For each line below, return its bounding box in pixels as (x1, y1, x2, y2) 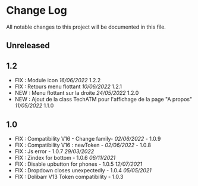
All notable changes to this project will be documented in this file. (6, 23, 166, 30)
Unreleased (6, 41, 51, 51)
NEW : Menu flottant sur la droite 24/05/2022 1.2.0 (14, 89, 139, 97)
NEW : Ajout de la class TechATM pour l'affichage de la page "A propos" (14, 96, 192, 103)
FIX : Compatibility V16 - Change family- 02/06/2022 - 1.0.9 (14, 135, 161, 142)
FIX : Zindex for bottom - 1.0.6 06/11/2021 (14, 154, 116, 161)
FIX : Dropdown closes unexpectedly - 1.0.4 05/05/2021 (14, 166, 152, 173)
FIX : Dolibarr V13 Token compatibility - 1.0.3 (14, 173, 124, 180)
